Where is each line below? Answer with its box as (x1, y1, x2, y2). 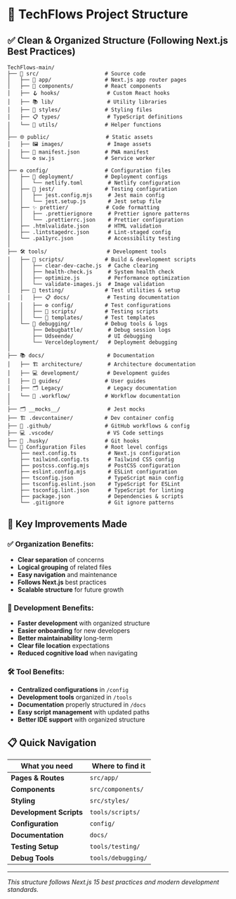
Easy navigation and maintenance (17, 570, 117, 578)
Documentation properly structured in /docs (17, 700, 146, 709)
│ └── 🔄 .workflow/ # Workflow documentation (7, 392, 181, 399)
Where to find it (91, 761, 145, 771)
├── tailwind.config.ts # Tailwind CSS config (20, 456, 174, 463)
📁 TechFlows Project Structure (7, 6, 188, 23)
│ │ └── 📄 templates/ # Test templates (7, 314, 156, 321)
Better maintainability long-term (17, 633, 113, 642)
